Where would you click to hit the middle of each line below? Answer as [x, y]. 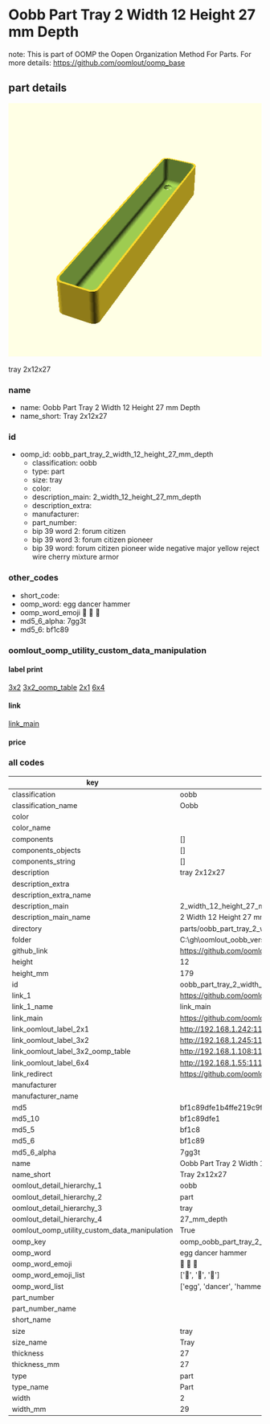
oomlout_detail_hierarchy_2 [57, 1196]
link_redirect [32, 1073]
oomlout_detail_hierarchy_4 [57, 1219]
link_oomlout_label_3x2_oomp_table [71, 1052]
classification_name [45, 805]
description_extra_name [51, 895]
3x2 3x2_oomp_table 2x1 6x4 [57, 687]
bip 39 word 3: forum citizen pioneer [92, 540]
